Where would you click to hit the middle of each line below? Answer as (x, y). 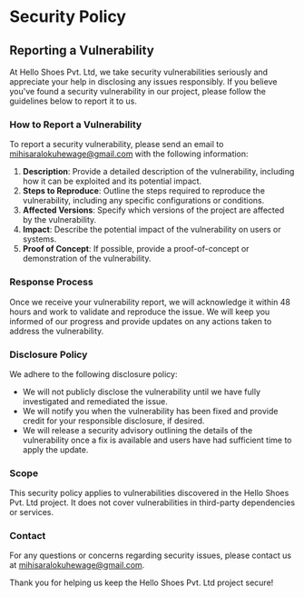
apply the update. (55, 449)
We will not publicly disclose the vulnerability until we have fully (142, 392)
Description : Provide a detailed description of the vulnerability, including (158, 172)
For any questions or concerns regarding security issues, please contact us (151, 555)
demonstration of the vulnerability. (87, 259)
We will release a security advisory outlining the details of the (137, 430)
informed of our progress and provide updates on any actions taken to (141, 321)
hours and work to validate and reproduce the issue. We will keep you (140, 312)
